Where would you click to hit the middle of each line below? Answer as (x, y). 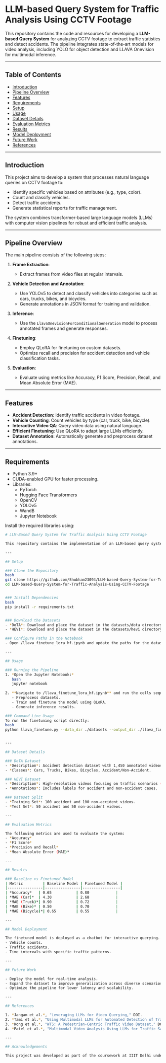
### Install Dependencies (32, 598)
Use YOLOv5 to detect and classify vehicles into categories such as (88, 294)
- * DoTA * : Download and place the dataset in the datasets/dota (73, 625)
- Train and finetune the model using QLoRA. (59, 702)
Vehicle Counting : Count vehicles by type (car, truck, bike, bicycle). (81, 420)
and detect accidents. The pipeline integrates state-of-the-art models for (80, 44)
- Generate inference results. (44, 707)
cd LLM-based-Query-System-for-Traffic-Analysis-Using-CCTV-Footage (77, 585)
